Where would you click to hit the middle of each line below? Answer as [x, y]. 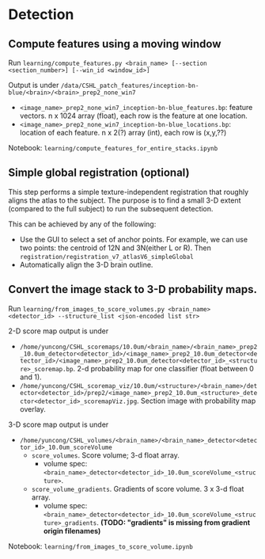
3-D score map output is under [59, 424]
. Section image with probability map [197, 401]
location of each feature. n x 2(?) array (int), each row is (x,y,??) [123, 133]
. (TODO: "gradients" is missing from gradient [173, 522]
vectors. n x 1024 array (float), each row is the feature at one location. [133, 116]
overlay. [32, 409]
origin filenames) [72, 530]
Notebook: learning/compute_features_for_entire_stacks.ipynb [113, 148]
